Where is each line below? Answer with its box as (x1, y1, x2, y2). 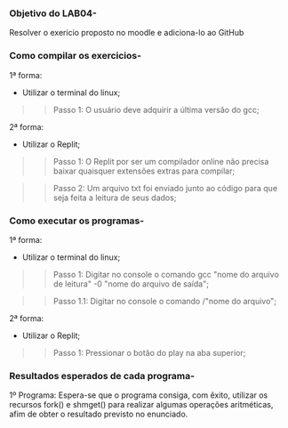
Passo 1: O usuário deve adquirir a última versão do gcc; (52, 104, 260, 115)
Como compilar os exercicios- (9, 50, 142, 62)
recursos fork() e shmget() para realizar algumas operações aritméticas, (9, 400, 274, 410)
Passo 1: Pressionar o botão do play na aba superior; (52, 347, 246, 358)
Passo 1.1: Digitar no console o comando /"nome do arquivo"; (52, 295, 277, 306)
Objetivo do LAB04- (9, 7, 98, 20)
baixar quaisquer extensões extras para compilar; (52, 166, 236, 176)
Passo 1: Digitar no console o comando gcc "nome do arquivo (52, 269, 280, 279)
